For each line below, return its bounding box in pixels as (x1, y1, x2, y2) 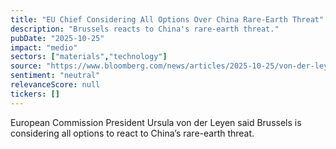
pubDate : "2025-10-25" (10, 33, 105, 43)
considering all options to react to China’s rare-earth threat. (10, 127, 255, 139)
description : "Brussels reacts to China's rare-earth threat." (10, 24, 280, 34)
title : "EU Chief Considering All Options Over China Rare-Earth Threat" (10, 14, 325, 25)
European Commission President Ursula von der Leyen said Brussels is (10, 116, 302, 128)
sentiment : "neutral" (10, 71, 101, 81)
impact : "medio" (10, 42, 78, 53)
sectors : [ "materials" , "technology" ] (10, 52, 168, 62)
